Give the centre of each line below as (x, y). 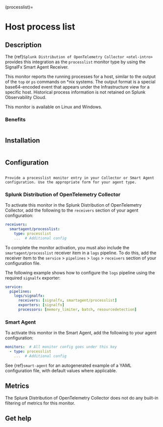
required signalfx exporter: (33, 278)
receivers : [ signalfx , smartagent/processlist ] (68, 301)
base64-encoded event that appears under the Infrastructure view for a (77, 87)
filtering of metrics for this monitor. (40, 403)
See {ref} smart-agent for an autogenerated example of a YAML (68, 365)
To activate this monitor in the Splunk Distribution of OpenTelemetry (73, 205)
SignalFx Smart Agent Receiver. (37, 67)
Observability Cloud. (26, 97)
